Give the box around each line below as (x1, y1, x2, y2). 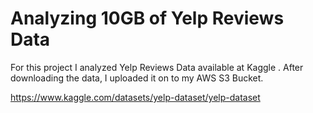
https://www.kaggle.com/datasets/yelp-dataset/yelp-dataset (10, 91, 261, 103)
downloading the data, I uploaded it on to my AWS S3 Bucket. (10, 72, 264, 84)
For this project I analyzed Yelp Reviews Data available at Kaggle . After (10, 61, 304, 73)
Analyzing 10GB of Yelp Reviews (10, 7, 285, 30)
